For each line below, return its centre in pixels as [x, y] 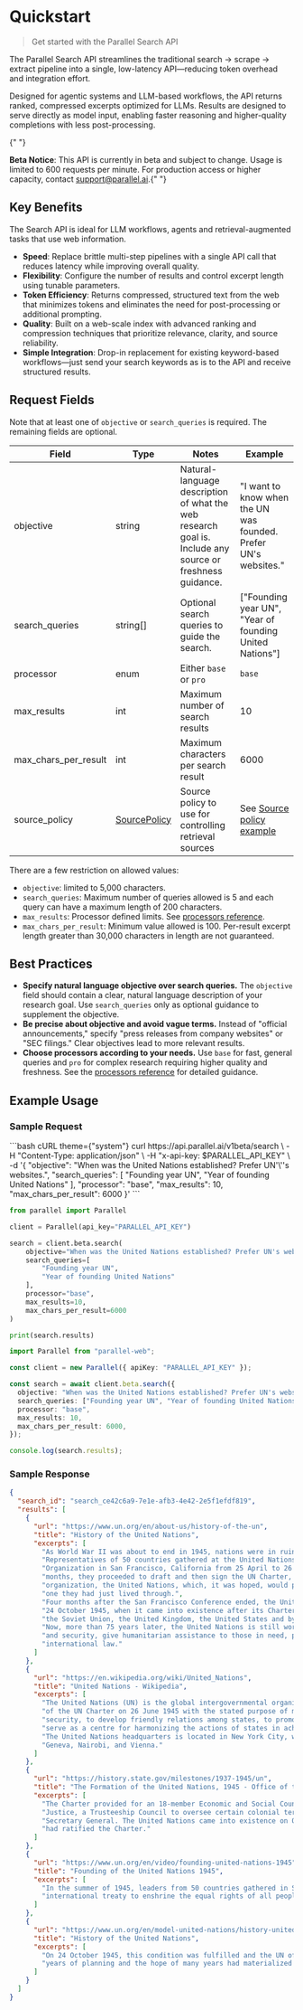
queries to [202, 625]
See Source [265, 808]
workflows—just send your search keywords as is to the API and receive [156, 362]
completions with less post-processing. [83, 125]
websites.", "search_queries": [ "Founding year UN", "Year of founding [140, 1175]
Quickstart [50, 17]
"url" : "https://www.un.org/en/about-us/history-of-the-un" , [151, 1526]
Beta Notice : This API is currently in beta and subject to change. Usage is [146, 159]
